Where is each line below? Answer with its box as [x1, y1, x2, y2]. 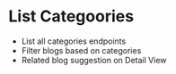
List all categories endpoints [21, 36, 127, 46]
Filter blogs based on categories [21, 45, 142, 55]
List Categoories [8, 6, 135, 27]
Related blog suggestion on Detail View [21, 54, 167, 65]
